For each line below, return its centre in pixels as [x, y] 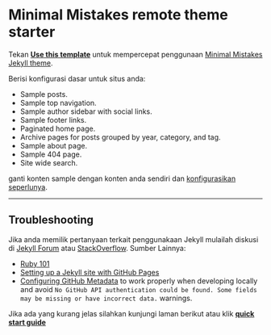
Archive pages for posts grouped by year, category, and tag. [120, 137]
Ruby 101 [35, 263]
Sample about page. [53, 145]
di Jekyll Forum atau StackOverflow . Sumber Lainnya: [97, 248]
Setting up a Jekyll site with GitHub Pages [90, 272]
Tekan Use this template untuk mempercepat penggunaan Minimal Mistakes [135, 54]
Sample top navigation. [58, 103]
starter [32, 32]
